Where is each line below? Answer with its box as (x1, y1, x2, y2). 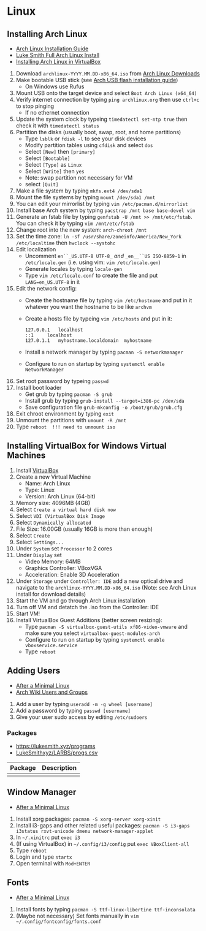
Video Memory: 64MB (25, 558, 82, 565)
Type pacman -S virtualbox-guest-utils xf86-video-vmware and (25, 623, 188, 630)
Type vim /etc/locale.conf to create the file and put (25, 272, 158, 279)
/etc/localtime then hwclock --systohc (15, 239, 116, 246)
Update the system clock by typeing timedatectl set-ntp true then (15, 115, 188, 123)
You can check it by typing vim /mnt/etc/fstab (15, 219, 134, 227)
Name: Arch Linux (25, 479, 71, 487)
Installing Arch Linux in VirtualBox (15, 58, 101, 65)
